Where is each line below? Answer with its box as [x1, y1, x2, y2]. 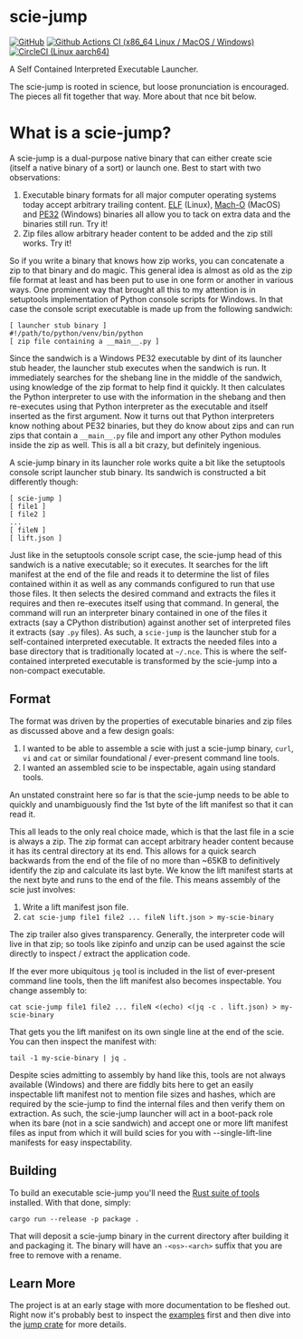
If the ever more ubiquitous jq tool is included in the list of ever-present [9, 965, 276, 976]
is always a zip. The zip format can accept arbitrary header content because [9, 836, 294, 846]
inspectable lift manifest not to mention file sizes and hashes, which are [9, 1089, 276, 1100]
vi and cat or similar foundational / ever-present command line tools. [22, 752, 280, 763]
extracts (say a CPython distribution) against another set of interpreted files [9, 617, 291, 628]
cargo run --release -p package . [9, 1214, 140, 1224]
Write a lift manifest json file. [22, 901, 129, 913]
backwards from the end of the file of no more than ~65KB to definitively [9, 855, 280, 865]
